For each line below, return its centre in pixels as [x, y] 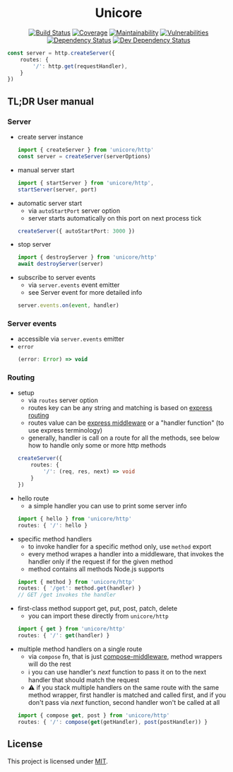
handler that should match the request [84, 679]
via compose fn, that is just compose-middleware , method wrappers [125, 656]
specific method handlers [55, 539]
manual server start [46, 170]
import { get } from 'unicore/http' [71, 629]
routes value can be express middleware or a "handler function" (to [126, 423]
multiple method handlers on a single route [80, 649]
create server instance [50, 137]
